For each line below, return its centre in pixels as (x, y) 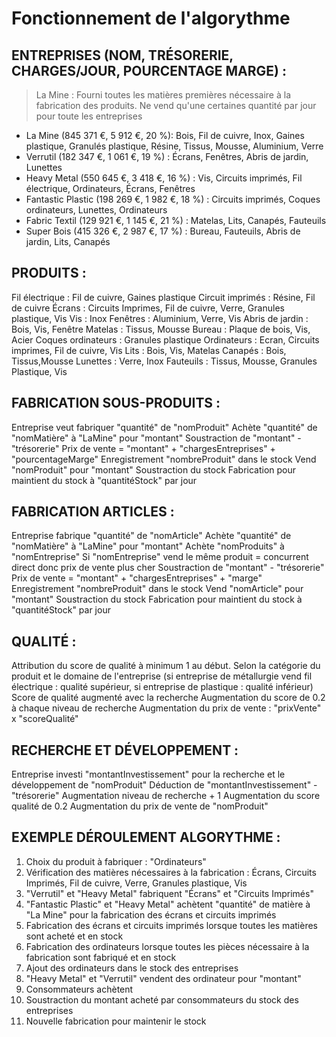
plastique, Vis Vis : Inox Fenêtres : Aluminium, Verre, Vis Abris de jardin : (160, 318)
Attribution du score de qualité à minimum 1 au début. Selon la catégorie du (166, 666)
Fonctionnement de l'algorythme (151, 18)
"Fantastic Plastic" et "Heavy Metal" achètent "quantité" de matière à (168, 904)
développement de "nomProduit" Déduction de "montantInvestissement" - (164, 785)
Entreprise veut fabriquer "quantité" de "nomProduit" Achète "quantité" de (164, 427)
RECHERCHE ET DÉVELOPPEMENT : (125, 750)
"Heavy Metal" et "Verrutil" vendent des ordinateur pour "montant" (163, 978)
